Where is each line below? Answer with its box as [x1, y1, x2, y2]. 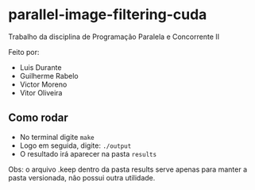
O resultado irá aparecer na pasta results [19, 149, 157, 158]
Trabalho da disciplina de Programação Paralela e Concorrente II [8, 32, 220, 41]
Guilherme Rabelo [19, 71, 79, 80]
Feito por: [8, 47, 40, 56]
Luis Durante [19, 62, 62, 72]
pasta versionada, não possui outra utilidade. [8, 173, 156, 182]
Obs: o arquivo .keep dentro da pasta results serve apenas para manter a [8, 165, 248, 174]
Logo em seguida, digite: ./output [19, 141, 132, 150]
